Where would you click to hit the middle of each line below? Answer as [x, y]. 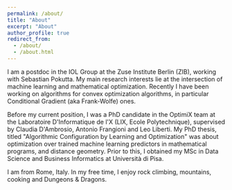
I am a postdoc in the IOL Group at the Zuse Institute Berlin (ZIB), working [112, 72]
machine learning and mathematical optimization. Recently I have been [108, 86]
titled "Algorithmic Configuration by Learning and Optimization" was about [113, 136]
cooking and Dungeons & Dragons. [57, 179]
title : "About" [29, 20]
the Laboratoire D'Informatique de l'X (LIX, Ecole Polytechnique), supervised [116, 122]
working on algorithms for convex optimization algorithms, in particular [108, 93]
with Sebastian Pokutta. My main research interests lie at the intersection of [115, 79]
